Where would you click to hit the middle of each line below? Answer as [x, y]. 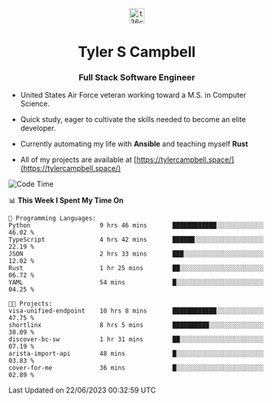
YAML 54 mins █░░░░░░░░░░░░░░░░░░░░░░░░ [136, 283]
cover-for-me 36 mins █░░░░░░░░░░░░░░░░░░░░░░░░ [136, 368]
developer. [38, 128]
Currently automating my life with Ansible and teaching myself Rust [134, 144]
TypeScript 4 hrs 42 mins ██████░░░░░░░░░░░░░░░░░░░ [136, 240]
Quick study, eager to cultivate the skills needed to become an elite [133, 120]
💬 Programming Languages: [52, 219]
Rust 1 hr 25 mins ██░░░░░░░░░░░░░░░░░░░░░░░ [136, 269]
